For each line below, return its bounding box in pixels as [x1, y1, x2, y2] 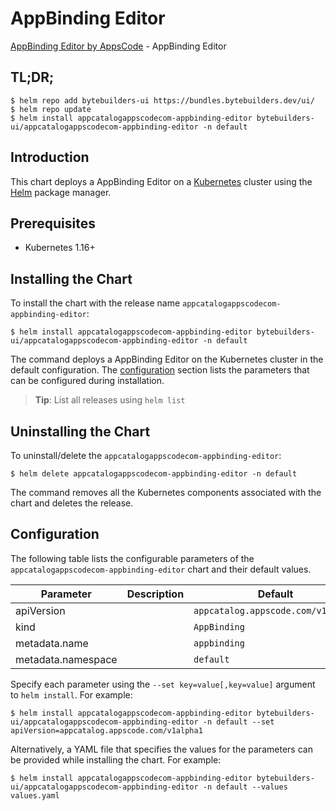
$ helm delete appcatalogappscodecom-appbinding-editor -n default [10, 469, 298, 479]
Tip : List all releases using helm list [34, 394, 186, 406]
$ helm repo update [10, 104, 92, 114]
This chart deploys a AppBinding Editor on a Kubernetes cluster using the [10, 175, 313, 187]
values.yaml [10, 790, 60, 801]
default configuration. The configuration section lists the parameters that [10, 364, 310, 376]
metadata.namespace [15, 652, 118, 666]
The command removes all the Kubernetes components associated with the [10, 487, 322, 498]
